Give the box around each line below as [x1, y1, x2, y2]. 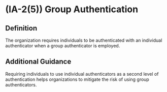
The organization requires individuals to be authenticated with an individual [5, 37, 162, 43]
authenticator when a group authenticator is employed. [5, 43, 120, 49]
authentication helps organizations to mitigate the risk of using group [5, 76, 150, 82]
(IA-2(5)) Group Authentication [5, 4, 139, 15]
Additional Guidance [5, 57, 72, 66]
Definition [5, 24, 37, 33]
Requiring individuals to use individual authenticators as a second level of [5, 71, 159, 77]
